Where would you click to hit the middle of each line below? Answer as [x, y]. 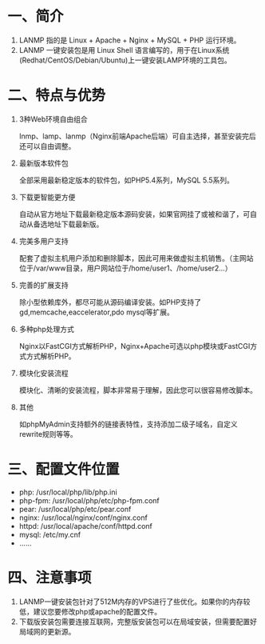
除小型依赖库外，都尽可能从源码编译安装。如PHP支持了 [110, 302]
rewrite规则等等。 [48, 434]
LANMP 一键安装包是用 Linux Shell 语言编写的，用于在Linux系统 [124, 50]
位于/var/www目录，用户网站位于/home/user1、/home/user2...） [125, 268]
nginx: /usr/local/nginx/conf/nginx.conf [83, 518]
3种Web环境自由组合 [53, 119]
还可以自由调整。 [47, 146]
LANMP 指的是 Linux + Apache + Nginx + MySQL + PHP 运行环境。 [130, 40]
